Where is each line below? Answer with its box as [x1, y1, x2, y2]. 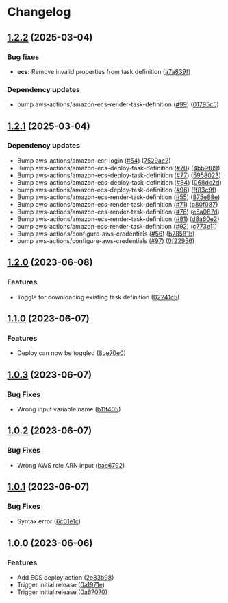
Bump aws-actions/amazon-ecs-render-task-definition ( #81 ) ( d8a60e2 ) [16, 214, 220, 223]
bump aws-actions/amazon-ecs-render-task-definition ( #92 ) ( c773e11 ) [16, 222, 218, 230]
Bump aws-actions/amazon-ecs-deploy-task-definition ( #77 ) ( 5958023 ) [16, 171, 221, 179]
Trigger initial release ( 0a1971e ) [16, 580, 105, 589]
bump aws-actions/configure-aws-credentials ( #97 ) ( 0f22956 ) [16, 236, 195, 244]
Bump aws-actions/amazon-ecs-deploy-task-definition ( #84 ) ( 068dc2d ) [16, 178, 223, 186]
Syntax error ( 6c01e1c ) [16, 517, 81, 525]
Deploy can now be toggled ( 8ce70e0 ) [16, 349, 127, 357]
